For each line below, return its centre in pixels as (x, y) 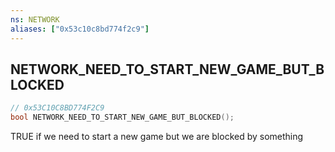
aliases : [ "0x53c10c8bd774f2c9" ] (80, 29)
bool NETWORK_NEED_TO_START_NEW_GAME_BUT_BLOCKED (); (122, 117)
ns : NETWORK (35, 19)
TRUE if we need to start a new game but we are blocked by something (157, 137)
